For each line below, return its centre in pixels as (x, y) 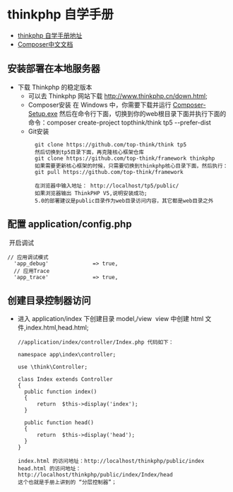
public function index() (61, 392)
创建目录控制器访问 (49, 300)
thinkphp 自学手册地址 (50, 35)
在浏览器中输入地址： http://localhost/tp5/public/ (107, 186)
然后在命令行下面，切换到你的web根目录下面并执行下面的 (143, 113)
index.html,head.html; (57, 328)
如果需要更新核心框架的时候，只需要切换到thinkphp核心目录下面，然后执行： (131, 166)
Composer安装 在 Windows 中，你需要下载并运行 (100, 105)
